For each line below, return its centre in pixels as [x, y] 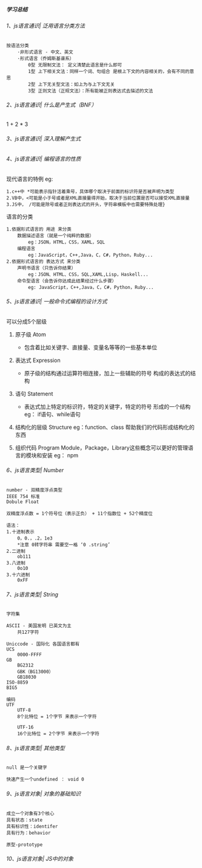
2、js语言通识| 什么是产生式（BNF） [52, 105]
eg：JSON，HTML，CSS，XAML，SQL [66, 242]
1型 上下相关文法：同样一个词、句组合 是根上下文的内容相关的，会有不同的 [109, 71]
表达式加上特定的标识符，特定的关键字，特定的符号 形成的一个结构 [107, 406]
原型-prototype [25, 845]
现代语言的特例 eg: [30, 179]
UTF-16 [25, 727]
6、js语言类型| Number [35, 470]
